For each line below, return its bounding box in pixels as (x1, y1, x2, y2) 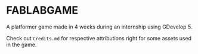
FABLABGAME (6, 4, 79, 17)
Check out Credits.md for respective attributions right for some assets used (6, 34, 192, 42)
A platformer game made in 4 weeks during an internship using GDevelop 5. (6, 23, 193, 30)
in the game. (6, 41, 37, 48)
